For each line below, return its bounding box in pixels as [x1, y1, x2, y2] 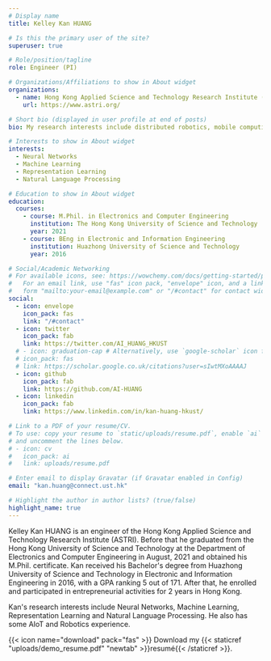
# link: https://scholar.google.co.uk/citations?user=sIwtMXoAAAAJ [15, 362, 248, 371]
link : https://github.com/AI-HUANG [23, 385, 143, 393]
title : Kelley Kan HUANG [8, 19, 92, 28]
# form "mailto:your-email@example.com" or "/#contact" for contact [8, 287, 251, 295]
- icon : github [15, 370, 67, 378]
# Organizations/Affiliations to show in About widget [8, 78, 197, 87]
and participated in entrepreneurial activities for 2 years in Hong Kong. [8, 586, 243, 595]
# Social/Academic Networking [8, 265, 110, 273]
